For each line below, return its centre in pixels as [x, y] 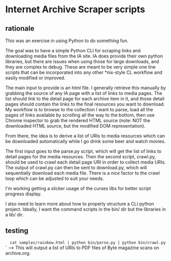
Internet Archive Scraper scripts [75, 9]
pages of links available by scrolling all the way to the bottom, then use [80, 115]
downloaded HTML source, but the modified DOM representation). [76, 126]
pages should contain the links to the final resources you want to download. [85, 104]
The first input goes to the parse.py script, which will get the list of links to [83, 151]
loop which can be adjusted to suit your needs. [55, 178]
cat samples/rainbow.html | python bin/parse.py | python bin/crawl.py [88, 243]
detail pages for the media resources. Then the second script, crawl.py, [81, 157]
